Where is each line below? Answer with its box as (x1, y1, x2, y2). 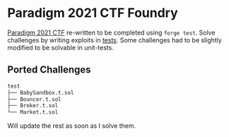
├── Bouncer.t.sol (7, 95, 61, 103)
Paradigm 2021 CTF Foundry (7, 5, 178, 21)
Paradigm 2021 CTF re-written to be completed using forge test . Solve (7, 28, 216, 37)
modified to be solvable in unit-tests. (7, 43, 114, 52)
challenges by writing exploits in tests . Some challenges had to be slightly (7, 35, 223, 44)
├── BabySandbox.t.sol (7, 89, 74, 96)
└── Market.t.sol (7, 109, 59, 116)
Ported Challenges (7, 64, 91, 76)
